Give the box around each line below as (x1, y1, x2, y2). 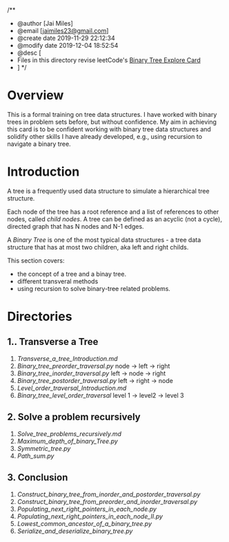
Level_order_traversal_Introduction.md (17, 384, 127, 392)
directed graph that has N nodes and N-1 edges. (7, 222, 144, 230)
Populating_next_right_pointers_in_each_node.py (17, 505, 157, 513)
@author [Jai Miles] (17, 19, 74, 27)
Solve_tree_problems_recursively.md (17, 429, 122, 438)
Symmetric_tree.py (17, 444, 71, 452)
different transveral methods (17, 277, 99, 286)
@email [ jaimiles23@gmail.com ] (17, 27, 109, 35)
